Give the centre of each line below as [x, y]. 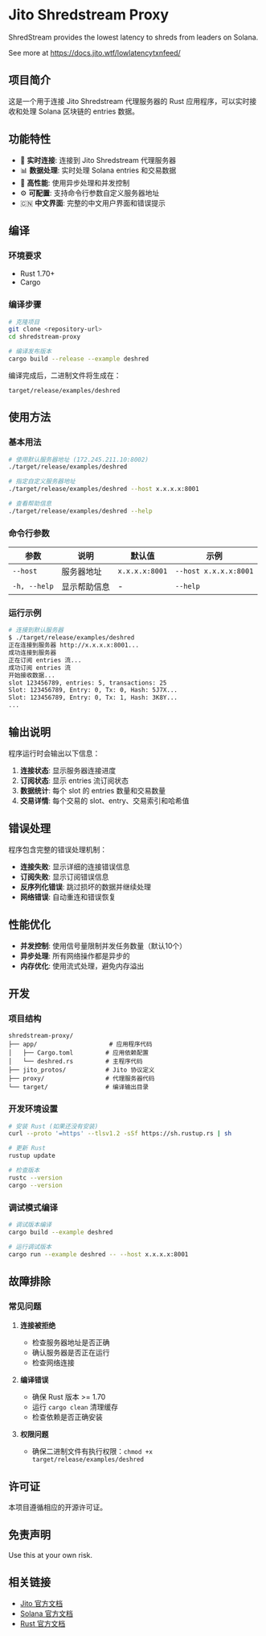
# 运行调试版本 [30, 1247]
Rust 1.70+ [37, 274]
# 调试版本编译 [30, 1224]
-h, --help [33, 587]
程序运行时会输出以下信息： [54, 753]
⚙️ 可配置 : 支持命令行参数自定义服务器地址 [90, 193]
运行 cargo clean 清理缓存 [75, 1407]
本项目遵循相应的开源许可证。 [57, 1507]
